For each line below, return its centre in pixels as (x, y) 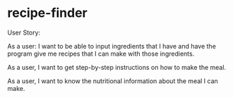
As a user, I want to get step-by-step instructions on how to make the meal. (117, 67)
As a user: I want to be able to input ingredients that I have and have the (112, 46)
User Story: (24, 32)
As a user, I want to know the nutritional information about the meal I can (113, 81)
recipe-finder (48, 13)
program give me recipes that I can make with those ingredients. (101, 54)
